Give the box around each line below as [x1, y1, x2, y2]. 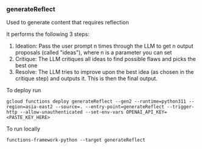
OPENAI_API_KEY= [125, 109, 167, 115]
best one [15, 62, 38, 69]
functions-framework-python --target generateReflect [6, 137, 146, 144]
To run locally [6, 125, 41, 133]
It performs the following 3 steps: [6, 31, 90, 38]
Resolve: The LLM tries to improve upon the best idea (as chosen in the [15, 68, 194, 76]
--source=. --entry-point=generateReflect [55, 104, 165, 110]
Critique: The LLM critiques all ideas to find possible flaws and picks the [15, 56, 196, 63]
